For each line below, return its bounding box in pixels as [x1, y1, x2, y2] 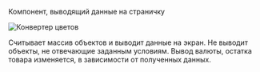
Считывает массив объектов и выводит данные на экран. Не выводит [8, 38, 248, 47]
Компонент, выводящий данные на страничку [8, 7, 166, 16]
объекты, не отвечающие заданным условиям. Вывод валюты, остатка [8, 46, 252, 55]
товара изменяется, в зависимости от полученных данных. [8, 55, 212, 64]
